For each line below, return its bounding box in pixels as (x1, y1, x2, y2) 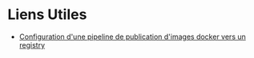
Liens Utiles (7, 6, 87, 24)
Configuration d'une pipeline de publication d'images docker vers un (18, 32, 246, 41)
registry (18, 40, 46, 49)
